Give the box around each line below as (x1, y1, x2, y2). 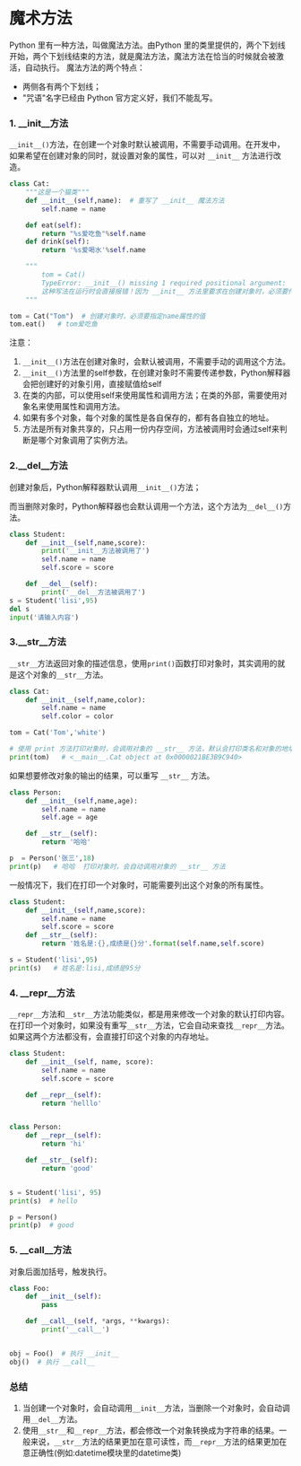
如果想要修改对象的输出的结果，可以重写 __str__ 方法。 (9, 769, 215, 781)
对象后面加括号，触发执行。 (9, 1266, 112, 1277)
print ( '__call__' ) (41, 1325, 110, 1334)
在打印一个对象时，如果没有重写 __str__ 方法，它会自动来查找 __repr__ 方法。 (9, 1020, 289, 1031)
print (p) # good (9, 1221, 74, 1230)
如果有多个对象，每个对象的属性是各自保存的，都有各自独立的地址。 (21, 412, 274, 423)
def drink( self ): (25, 237, 90, 247)
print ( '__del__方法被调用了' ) (41, 587, 146, 597)
